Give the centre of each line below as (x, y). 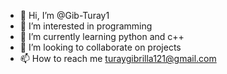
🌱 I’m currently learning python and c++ (102, 36)
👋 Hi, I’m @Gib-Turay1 (64, 15)
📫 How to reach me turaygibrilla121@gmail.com (118, 58)
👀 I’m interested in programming (86, 26)
